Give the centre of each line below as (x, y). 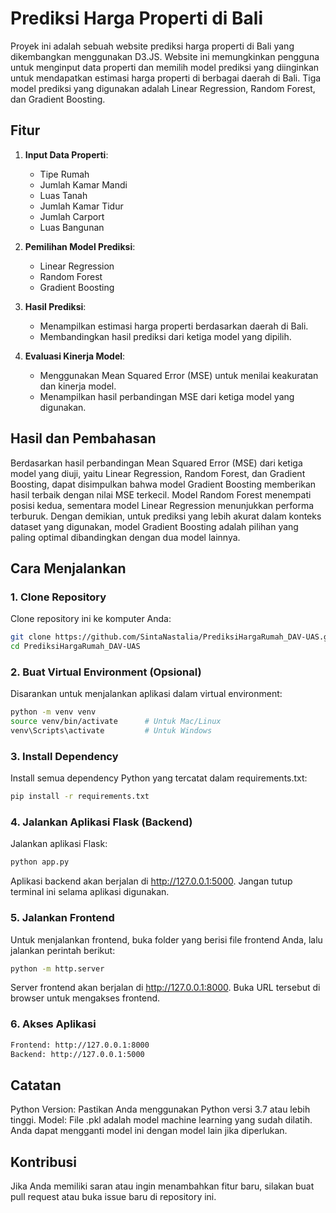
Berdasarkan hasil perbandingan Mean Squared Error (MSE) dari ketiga (156, 463)
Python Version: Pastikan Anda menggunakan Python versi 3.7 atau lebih (160, 1109)
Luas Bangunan (72, 227)
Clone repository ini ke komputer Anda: (91, 619)
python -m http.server (57, 968)
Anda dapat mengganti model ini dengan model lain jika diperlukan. (149, 1131)
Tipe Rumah (64, 174)
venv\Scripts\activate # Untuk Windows (111, 731)
